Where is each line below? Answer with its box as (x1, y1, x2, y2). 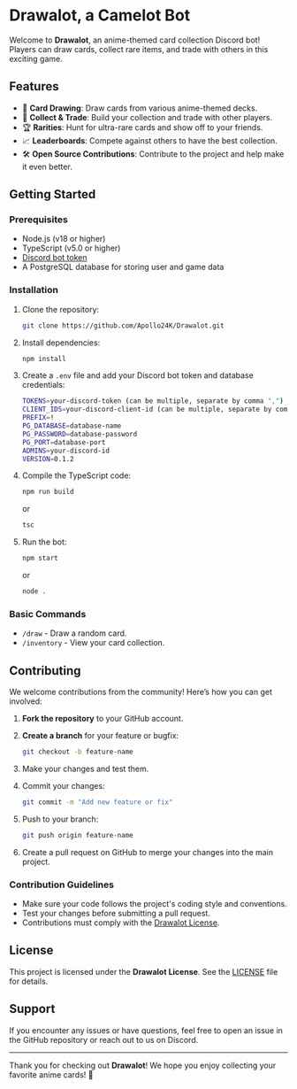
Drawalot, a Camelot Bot (9, 5, 191, 26)
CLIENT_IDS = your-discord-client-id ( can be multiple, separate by (21, 405, 272, 414)
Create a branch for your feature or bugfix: (21, 730, 179, 741)
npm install (21, 354, 66, 363)
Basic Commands (9, 607, 87, 620)
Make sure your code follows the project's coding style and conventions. (21, 899, 287, 909)
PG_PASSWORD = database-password (21, 429, 138, 438)
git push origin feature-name (21, 830, 134, 839)
